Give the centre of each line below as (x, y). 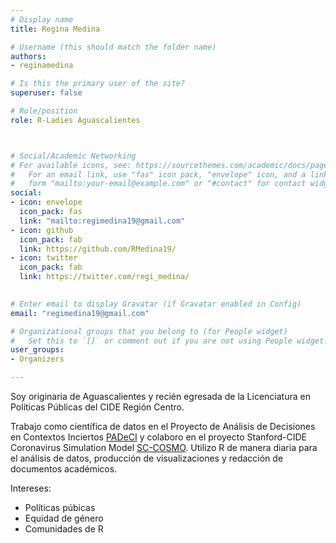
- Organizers (37, 359)
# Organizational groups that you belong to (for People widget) (149, 331)
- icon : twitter (44, 258)
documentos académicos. (64, 469)
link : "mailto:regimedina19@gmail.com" (102, 221)
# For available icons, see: (71, 165)
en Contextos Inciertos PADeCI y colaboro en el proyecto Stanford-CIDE (159, 437)
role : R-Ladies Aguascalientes (75, 120)
